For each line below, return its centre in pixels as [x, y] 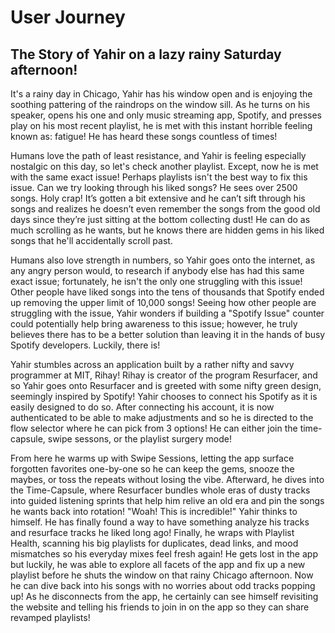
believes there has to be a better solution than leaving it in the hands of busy [168, 334]
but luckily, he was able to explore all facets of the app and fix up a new [158, 564]
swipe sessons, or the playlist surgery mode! [139, 439]
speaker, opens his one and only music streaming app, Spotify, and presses [166, 115]
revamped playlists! [50, 617]
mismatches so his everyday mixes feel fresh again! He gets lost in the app [164, 554]
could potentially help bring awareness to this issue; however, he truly [154, 324]
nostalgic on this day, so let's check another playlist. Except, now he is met [164, 166]
